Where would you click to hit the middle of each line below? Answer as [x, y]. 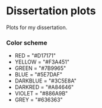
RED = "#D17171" [35, 56]
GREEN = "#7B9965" [40, 68]
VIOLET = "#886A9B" [41, 94]
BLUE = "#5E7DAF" [38, 75]
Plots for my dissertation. [37, 27]
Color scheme [27, 43]
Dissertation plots [51, 11]
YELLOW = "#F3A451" [42, 62]
